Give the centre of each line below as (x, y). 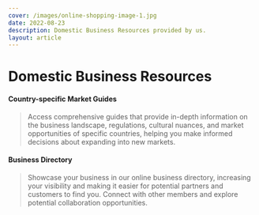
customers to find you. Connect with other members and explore (133, 194)
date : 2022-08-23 (37, 23)
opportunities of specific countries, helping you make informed (130, 133)
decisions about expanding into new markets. (101, 141)
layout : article (35, 38)
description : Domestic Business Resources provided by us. (107, 30)
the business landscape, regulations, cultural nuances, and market (135, 125)
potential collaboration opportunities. (88, 202)
